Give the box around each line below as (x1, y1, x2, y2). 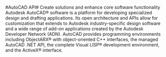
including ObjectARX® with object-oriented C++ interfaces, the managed (5, 36, 158, 42)
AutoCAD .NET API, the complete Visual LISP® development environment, (5, 42, 160, 47)
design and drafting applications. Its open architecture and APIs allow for (5, 15, 158, 21)
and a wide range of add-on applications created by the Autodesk (5, 26, 144, 32)
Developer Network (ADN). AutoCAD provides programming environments (5, 31, 161, 37)
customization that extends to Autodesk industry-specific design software (5, 20, 161, 26)
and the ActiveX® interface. (5, 47, 63, 53)
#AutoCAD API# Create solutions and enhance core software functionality (5, 5, 160, 10)
